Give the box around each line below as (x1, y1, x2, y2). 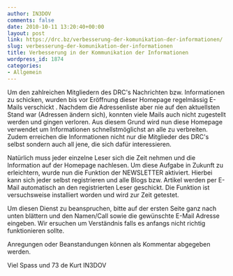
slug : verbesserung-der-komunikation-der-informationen (7, 43, 173, 50)
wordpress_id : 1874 (7, 56, 64, 63)
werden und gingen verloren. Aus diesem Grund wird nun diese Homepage (7, 117, 223, 126)
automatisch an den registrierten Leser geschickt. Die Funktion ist (20, 183, 210, 191)
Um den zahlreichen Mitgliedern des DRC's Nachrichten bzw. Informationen (7, 88, 225, 96)
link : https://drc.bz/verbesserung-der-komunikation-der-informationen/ (7, 36, 223, 43)
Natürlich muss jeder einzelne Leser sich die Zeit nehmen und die (7, 153, 196, 161)
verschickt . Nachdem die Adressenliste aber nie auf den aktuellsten (24, 103, 220, 111)
